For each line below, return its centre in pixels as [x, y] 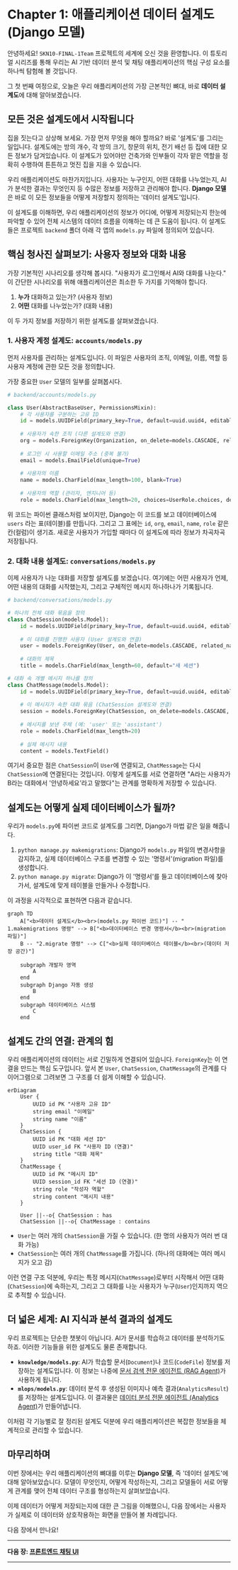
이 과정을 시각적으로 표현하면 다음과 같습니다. [70, 900]
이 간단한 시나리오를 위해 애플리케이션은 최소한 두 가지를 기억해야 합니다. [107, 281]
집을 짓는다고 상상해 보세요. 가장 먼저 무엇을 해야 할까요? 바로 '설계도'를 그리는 [115, 138]
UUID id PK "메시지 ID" [66, 1174]
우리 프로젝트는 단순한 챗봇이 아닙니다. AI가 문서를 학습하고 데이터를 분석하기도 [116, 1338]
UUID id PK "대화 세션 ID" [69, 1139]
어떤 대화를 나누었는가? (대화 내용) [65, 305]
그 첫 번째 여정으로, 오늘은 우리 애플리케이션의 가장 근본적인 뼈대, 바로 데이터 [113, 86]
